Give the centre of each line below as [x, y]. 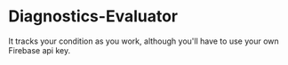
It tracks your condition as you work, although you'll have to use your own [144, 41]
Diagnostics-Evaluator [93, 16]
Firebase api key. [40, 50]
